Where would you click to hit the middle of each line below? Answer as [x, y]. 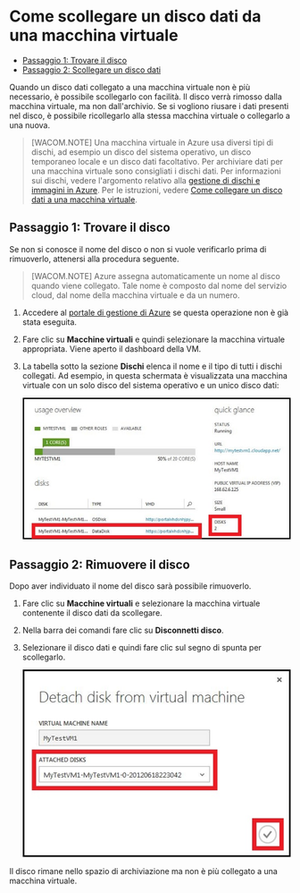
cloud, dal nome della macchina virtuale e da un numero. [135, 295]
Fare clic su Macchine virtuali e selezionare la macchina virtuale [141, 604]
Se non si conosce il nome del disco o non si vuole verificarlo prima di [138, 249]
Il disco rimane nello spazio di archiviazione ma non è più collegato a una [144, 871]
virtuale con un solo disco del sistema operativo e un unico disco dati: [150, 385]
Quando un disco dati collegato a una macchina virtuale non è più [130, 87]
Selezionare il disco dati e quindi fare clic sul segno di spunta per [142, 648]
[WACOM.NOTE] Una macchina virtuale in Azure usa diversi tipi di [152, 142]
